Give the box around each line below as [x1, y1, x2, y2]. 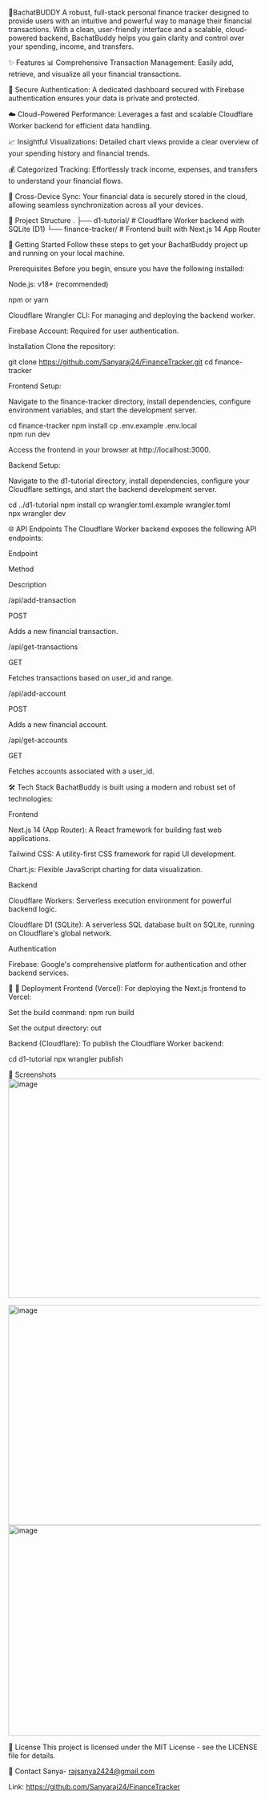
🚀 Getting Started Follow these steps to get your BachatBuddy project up [8, 240, 248, 249]
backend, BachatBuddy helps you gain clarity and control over [38, 33, 245, 43]
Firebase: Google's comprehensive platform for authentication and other [8, 960, 247, 969]
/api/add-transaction [8, 595, 77, 605]
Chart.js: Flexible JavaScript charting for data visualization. [8, 865, 203, 874]
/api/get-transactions [8, 642, 78, 652]
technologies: [8, 794, 54, 803]
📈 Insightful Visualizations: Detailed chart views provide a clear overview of [8, 137, 259, 146]
